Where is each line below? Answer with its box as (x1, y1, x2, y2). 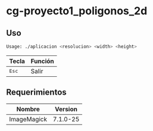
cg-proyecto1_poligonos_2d (6, 4, 148, 18)
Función (30, 57, 55, 65)
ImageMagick (9, 115, 48, 123)
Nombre (16, 105, 40, 113)
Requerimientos (6, 88, 67, 98)
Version (54, 105, 77, 113)
